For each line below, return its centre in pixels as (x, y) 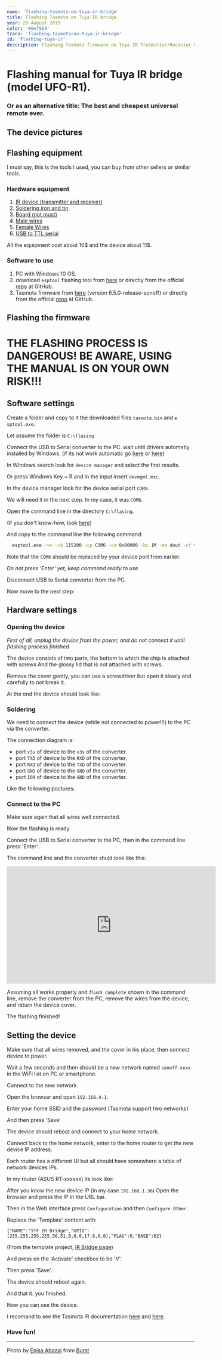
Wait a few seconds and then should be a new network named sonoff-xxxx (99, 1068)
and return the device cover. (41, 1005)
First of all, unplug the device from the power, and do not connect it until (96, 640)
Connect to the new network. (43, 1086)
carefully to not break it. (36, 682)
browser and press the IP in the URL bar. (56, 1197)
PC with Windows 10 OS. (46, 273)
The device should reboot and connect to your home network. (83, 1132)
